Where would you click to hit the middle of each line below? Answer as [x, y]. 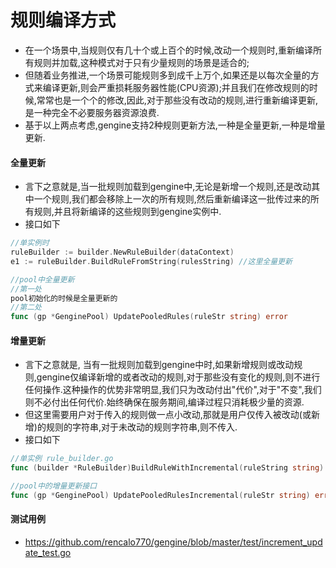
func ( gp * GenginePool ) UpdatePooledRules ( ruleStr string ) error [149, 317]
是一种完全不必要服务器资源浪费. [92, 112]
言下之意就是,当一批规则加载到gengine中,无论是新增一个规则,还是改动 [168, 187]
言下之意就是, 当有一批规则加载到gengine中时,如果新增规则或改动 [159, 365]
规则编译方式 [63, 20]
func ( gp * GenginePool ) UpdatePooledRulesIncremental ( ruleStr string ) [160, 495]
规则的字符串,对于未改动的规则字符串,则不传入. [141, 427]
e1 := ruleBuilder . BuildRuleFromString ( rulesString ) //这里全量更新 [151, 261]
